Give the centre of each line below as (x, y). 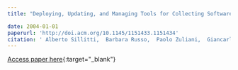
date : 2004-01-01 (33, 26)
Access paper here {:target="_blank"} (62, 59)
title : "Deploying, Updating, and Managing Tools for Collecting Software (120, 14)
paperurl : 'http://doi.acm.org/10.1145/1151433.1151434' (93, 33)
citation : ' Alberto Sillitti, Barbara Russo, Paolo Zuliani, (104, 39)
